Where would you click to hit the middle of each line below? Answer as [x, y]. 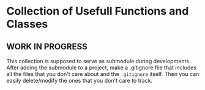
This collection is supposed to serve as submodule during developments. [99, 61]
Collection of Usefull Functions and [98, 11]
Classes [27, 24]
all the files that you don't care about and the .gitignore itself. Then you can [103, 74]
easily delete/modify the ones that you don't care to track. [80, 81]
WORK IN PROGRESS [47, 47]
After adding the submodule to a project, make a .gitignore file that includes [102, 67]
